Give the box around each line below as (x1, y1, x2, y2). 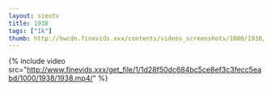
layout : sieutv (8, 11, 60, 20)
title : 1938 (8, 19, 49, 27)
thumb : (8, 34, 31, 43)
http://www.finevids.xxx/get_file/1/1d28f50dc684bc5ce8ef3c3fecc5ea (27, 65, 261, 75)
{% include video (8, 56, 66, 66)
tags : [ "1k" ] (8, 27, 53, 35)
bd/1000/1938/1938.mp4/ (8, 73, 93, 83)
